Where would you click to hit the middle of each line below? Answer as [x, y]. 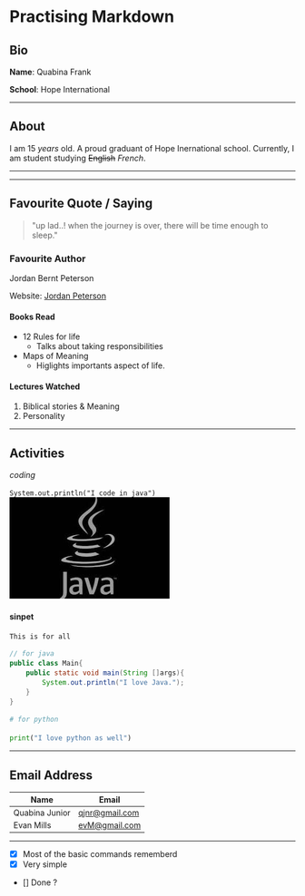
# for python [34, 719]
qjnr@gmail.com [109, 813]
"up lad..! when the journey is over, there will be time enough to [150, 225]
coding [23, 475]
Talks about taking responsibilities [99, 346]
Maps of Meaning [55, 356]
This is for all [40, 637]
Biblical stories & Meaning [71, 406]
